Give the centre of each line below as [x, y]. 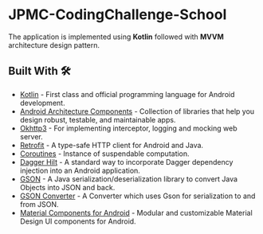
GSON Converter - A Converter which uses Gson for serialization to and [137, 196]
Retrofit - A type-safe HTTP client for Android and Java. [112, 145]
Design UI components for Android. [78, 221]
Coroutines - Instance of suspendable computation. [104, 154]
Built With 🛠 [40, 71]
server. [31, 136]
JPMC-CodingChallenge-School [118, 15]
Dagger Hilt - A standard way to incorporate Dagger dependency [126, 162]
